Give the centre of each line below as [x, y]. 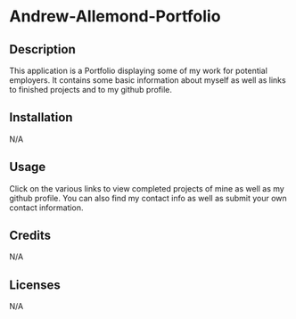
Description [42, 49]
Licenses [35, 285]
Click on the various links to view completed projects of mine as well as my [147, 188]
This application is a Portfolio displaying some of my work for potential [138, 70]
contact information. [46, 208]
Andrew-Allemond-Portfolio [115, 16]
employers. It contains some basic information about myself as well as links [148, 80]
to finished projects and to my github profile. [90, 90]
